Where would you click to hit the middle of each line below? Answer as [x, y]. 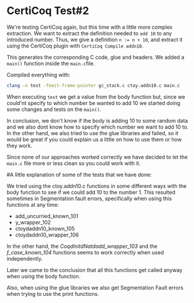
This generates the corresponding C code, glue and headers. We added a [96, 57]
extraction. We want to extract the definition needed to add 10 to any [89, 33]
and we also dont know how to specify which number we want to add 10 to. [98, 127]
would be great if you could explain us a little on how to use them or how [94, 139]
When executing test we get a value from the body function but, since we [96, 97]
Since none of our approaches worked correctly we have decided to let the [97, 157]
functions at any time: [33, 204]
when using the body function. [44, 276]
